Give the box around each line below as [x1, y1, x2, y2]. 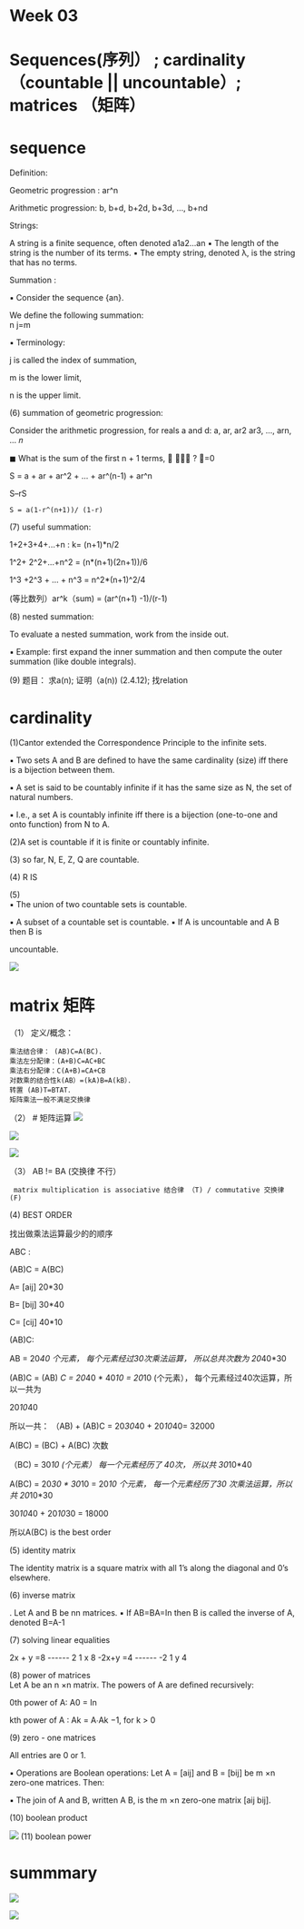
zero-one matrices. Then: [9, 1777, 105, 1788]
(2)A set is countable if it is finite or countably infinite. [9, 836, 210, 847]
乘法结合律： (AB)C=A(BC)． [9, 1047, 106, 1056]
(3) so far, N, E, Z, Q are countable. [9, 855, 140, 866]
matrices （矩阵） [9, 95, 145, 116]
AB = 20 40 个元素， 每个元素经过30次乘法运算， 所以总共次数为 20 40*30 [9, 1353, 288, 1364]
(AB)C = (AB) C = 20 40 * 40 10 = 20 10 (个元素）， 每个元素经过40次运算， [9, 1372, 285, 1383]
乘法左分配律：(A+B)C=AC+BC [9, 1057, 106, 1066]
